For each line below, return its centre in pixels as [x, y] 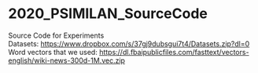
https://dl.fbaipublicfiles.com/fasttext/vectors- [174, 52]
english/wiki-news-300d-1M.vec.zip [67, 60]
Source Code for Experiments [56, 35]
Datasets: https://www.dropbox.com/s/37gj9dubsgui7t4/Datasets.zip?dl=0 [129, 43]
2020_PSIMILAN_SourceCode [108, 14]
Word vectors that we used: [53, 52]
